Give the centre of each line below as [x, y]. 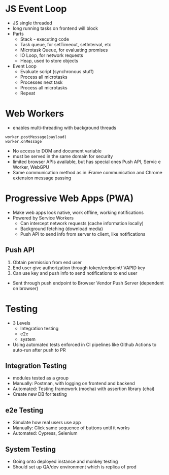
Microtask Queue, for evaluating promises [64, 50]
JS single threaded [32, 23]
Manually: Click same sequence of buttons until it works [71, 428]
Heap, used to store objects [49, 60]
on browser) [25, 288]
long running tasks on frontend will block [55, 28]
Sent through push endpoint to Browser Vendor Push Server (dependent [88, 283]
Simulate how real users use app [47, 423]
